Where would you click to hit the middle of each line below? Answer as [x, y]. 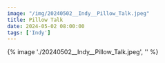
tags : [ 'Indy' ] [29, 33]
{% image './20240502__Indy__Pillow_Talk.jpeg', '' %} [83, 52]
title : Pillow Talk [35, 20]
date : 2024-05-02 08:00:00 [46, 26]
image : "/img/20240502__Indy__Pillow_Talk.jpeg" [78, 13]
